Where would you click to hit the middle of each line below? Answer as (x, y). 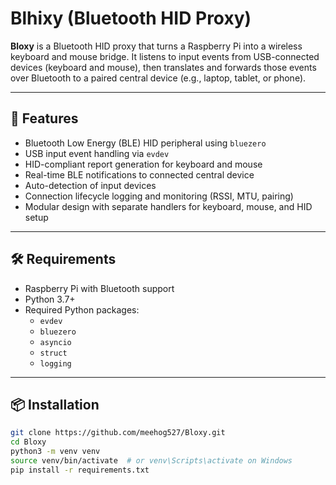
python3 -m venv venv (55, 452)
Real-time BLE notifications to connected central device (139, 174)
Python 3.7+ (50, 299)
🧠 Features (44, 118)
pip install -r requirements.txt (80, 470)
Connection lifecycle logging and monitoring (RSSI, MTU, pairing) (159, 196)
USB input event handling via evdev (97, 153)
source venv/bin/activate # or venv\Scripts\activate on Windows (151, 461)
